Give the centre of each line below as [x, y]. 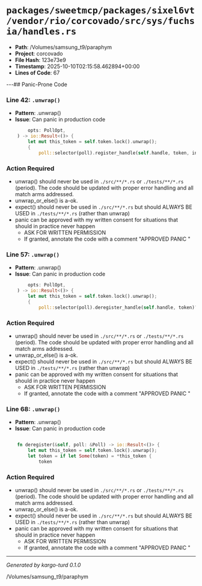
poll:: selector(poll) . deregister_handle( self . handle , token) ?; [119, 307]
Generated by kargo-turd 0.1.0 [44, 565]
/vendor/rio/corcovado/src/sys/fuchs [101, 21]
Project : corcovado [39, 54]
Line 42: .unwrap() [33, 100]
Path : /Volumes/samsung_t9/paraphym [63, 47]
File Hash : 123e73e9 [40, 60]
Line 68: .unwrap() [33, 409]
